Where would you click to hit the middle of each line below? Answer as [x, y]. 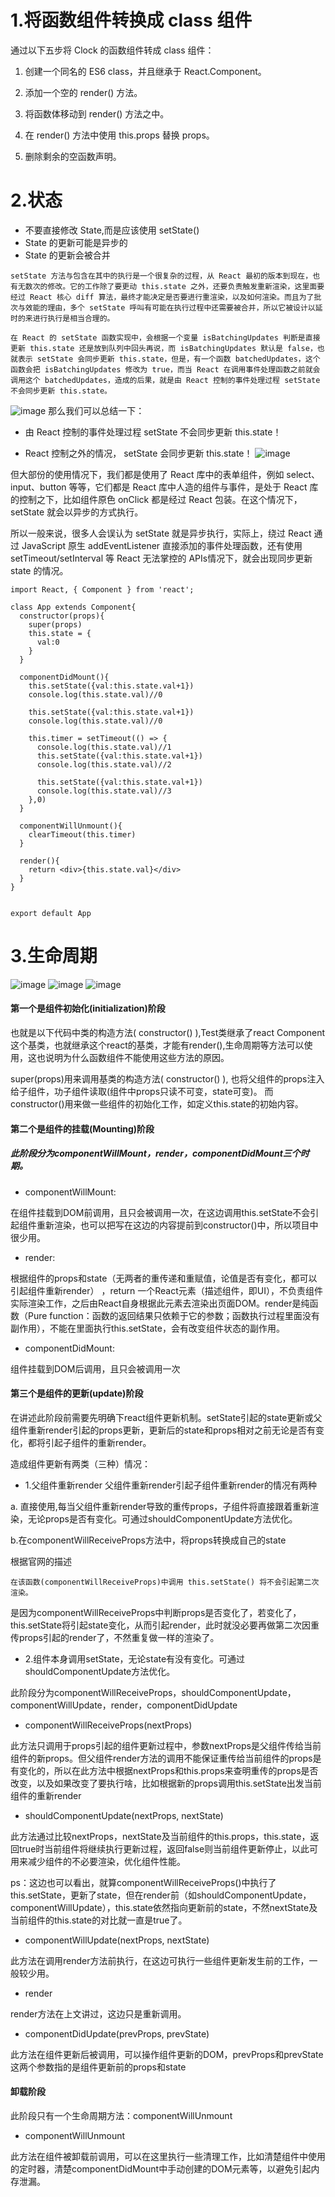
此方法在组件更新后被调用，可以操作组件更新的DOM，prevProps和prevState [167, 2054]
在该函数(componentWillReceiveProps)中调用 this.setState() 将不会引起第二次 [165, 1582]
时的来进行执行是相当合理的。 [62, 318]
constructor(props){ [62, 616]
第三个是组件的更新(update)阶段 [77, 1393]
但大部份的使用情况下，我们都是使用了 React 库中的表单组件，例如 [147, 474]
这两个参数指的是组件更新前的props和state [98, 2067]
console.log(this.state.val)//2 [104, 764]
